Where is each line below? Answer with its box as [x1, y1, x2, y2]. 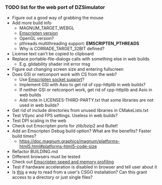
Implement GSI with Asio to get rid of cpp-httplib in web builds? [19, 82, 146, 88]
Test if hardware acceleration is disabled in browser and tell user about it [12, 164, 157, 170]
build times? [12, 133, 36, 139]
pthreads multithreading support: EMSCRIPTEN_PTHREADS [19, 41, 139, 46]
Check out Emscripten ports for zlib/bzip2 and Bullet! [12, 123, 118, 129]
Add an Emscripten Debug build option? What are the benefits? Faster [12, 128, 151, 134]
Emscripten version [19, 31, 58, 36]
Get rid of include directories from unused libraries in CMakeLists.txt [12, 108, 149, 113]
